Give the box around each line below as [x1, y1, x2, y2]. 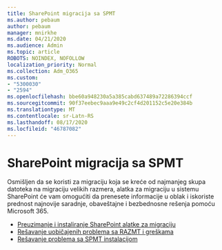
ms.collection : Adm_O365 [7, 67, 79, 74]
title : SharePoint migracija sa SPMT [7, 10, 116, 17]
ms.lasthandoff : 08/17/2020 [7, 118, 88, 126]
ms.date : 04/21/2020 [7, 36, 67, 43]
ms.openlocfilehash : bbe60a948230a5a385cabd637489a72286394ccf [7, 94, 193, 101]
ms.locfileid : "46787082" [7, 125, 81, 132]
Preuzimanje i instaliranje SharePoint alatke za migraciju [17, 220, 176, 229]
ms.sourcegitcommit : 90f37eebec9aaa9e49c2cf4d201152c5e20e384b [7, 100, 193, 107]
